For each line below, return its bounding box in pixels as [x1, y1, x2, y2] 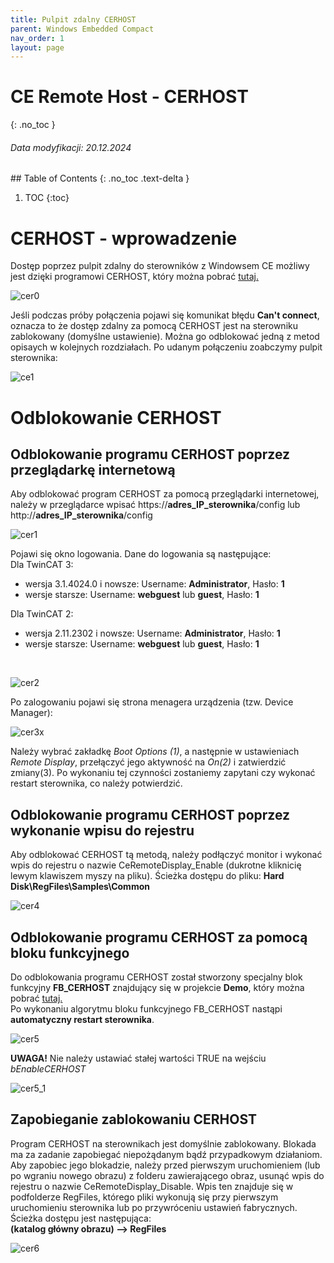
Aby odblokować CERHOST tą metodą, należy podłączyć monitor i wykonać [10, 849, 323, 861]
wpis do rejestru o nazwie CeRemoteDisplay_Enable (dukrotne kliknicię [10, 859, 302, 871]
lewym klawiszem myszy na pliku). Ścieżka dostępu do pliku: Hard [10, 870, 285, 882]
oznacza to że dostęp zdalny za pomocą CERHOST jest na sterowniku [10, 320, 298, 332]
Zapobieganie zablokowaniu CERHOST [10, 1111, 258, 1128]
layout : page [10, 42, 65, 53]
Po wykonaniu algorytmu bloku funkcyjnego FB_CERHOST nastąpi [10, 1002, 283, 1015]
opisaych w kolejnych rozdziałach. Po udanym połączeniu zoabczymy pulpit [10, 341, 323, 353]
